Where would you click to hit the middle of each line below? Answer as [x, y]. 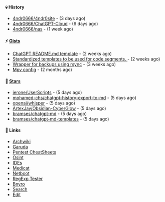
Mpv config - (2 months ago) [42, 69]
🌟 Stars [13, 81]
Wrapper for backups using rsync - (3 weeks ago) [64, 64]
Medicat [21, 168]
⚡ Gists [13, 40]
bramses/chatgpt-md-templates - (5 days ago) [61, 119]
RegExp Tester [28, 178]
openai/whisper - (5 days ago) [44, 103]
